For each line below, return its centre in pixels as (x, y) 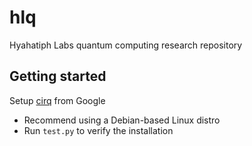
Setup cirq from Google (57, 100)
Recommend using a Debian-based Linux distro (122, 120)
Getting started (58, 76)
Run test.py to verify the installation (98, 130)
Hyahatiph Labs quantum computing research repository (126, 45)
